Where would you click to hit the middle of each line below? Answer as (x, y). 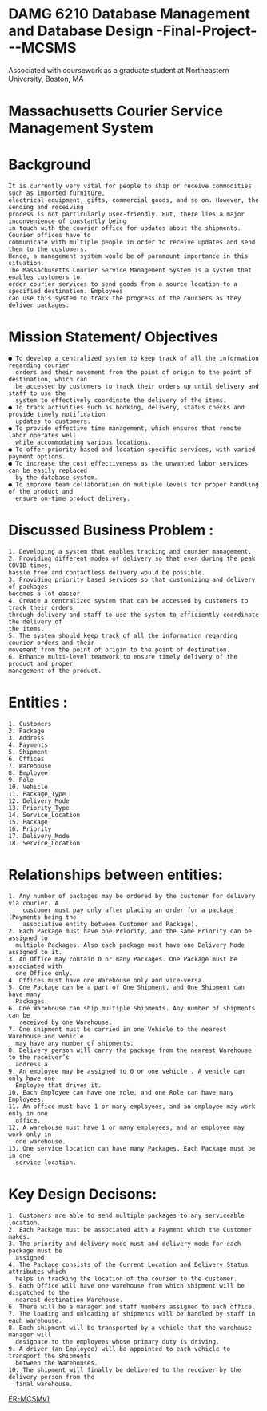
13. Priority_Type (39, 808)
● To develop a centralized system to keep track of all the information (134, 358)
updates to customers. (53, 421)
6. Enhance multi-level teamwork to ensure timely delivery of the (123, 657)
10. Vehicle (28, 787)
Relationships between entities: (116, 875)
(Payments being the (43, 917)
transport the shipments (50, 1356)
